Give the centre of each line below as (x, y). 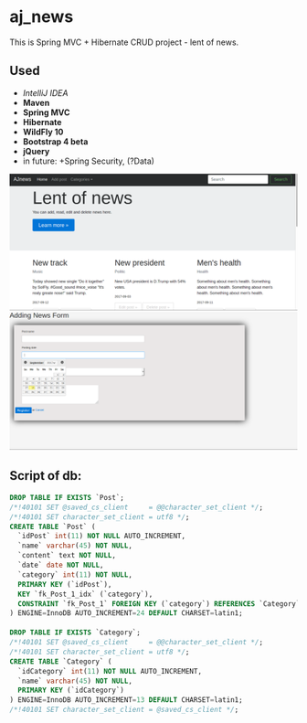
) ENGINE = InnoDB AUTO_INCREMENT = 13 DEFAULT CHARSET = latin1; (127, 700)
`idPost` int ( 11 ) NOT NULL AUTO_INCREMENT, (101, 537)
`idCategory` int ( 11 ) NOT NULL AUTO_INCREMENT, (110, 671)
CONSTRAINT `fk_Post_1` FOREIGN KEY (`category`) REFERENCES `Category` (159, 604)
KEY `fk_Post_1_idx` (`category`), (85, 594)
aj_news (42, 17)
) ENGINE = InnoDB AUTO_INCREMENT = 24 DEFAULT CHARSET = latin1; (127, 613)
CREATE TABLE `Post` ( (53, 526)
